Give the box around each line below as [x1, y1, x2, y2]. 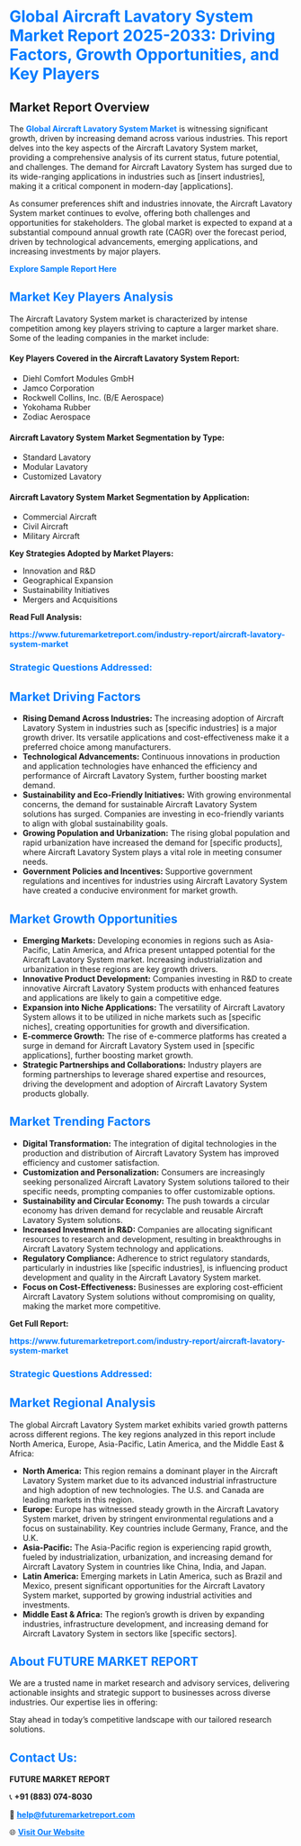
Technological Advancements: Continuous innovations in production [22, 752, 280, 762]
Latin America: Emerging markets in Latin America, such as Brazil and [22, 1571, 283, 1581]
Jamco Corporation [22, 383, 95, 393]
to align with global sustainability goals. [22, 818, 169, 829]
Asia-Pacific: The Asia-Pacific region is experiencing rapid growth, [22, 1542, 272, 1553]
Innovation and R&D [22, 565, 96, 577]
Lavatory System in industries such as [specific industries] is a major [22, 723, 278, 734]
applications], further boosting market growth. [22, 1049, 194, 1060]
